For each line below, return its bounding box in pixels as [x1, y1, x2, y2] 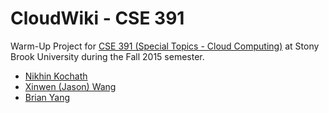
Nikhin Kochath [24, 70, 88, 82]
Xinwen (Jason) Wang [24, 80, 117, 92]
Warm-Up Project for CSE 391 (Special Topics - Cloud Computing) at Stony [10, 40, 320, 52]
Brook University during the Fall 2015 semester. [10, 50, 205, 62]
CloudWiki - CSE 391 [10, 7, 185, 30]
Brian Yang [24, 91, 71, 103]
